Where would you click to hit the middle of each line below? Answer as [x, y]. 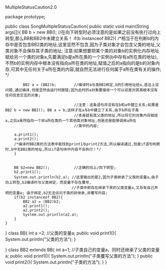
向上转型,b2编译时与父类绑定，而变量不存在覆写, [48, 182]
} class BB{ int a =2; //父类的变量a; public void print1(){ [61, 233]
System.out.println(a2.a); [51, 215]
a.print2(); [26, 139]
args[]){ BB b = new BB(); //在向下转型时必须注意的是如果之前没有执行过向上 [83, 32]
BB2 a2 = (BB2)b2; [42, 202]
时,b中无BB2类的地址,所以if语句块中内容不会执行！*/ [53, 149]
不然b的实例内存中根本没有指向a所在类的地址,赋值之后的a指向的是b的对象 [80, 63]
